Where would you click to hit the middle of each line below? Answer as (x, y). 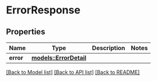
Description (109, 48)
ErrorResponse (43, 10)
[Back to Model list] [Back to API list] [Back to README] (73, 72)
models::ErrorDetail (59, 58)
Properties (26, 32)
